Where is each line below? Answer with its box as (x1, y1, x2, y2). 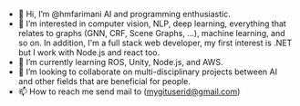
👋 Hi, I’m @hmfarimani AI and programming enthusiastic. (17, 9, 231, 19)
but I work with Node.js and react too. (17, 47, 160, 58)
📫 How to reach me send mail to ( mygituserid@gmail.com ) (17, 86, 241, 97)
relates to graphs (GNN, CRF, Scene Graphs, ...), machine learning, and (17, 28, 285, 38)
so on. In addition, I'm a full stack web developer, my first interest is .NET (17, 37, 293, 48)
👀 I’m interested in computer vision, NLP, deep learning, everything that (17, 18, 287, 29)
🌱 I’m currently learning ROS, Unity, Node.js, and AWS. (17, 57, 223, 67)
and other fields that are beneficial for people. (17, 76, 191, 86)
